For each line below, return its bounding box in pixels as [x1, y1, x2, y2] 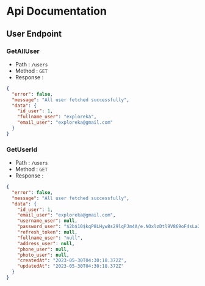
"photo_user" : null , [17, 252, 70, 258]
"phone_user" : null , [17, 246, 70, 252]
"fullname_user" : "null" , [17, 235, 84, 241]
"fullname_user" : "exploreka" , [17, 114, 97, 120]
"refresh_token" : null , [17, 229, 78, 235]
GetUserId [6, 145, 38, 154]
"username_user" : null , [17, 218, 78, 224]
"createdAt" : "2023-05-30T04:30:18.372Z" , [17, 257, 127, 263]
